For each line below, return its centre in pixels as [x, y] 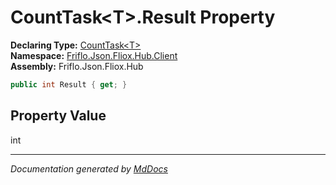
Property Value [58, 116]
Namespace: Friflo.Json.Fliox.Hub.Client [94, 55]
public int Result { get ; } [69, 84]
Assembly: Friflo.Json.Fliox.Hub [77, 66]
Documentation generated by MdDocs [89, 168]
